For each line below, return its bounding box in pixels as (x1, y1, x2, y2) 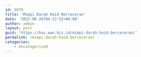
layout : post (5, 26, 32, 31)
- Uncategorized (14, 44, 48, 49)
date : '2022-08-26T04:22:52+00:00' (5, 16, 79, 21)
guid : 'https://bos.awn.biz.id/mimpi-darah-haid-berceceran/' (5, 30, 137, 35)
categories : (5, 40, 30, 45)
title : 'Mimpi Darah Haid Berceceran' (5, 12, 86, 17)
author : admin (5, 21, 35, 26)
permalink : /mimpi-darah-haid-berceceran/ (5, 35, 95, 40)
